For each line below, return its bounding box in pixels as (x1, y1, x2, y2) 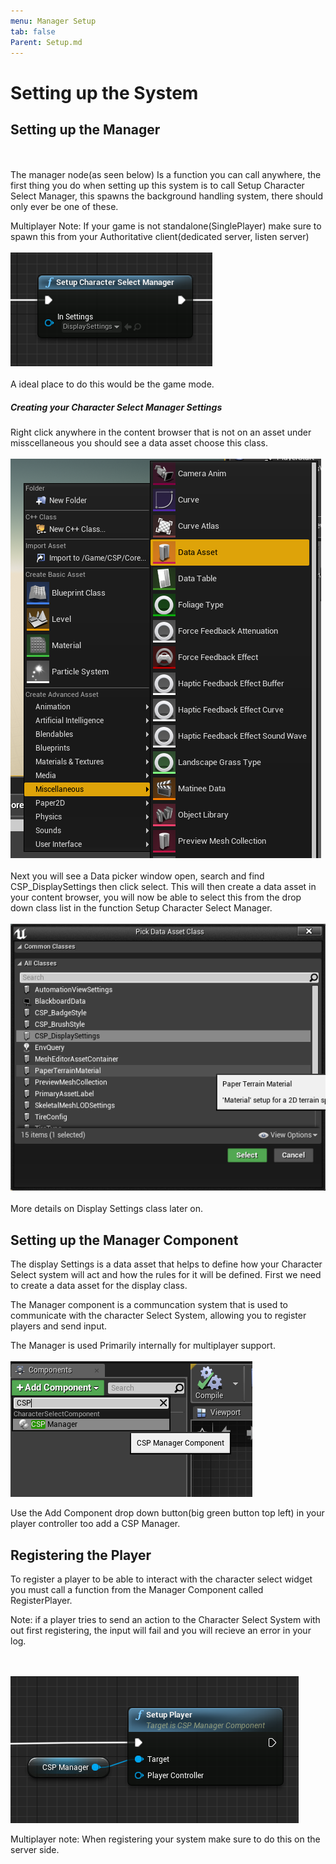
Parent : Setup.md (10, 37, 83, 47)
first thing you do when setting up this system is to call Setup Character (10, 180, 305, 192)
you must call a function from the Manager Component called (10, 1584, 264, 1596)
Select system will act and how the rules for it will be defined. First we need (10, 1269, 322, 1281)
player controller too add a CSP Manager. (10, 1518, 181, 1530)
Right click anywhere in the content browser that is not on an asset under (10, 426, 312, 439)
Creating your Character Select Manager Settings (10, 401, 223, 413)
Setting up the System (10, 81, 199, 104)
